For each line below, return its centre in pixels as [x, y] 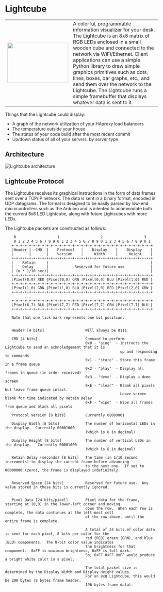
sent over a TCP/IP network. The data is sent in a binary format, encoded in [80, 198]
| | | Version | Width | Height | [82, 254]
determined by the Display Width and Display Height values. [68, 572]
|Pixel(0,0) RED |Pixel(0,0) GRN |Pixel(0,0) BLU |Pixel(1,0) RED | [82, 280]
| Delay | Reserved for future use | [82, 267]
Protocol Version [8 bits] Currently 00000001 [68, 415]
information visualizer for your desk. [114, 30]
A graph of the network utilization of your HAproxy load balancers [78, 124]
